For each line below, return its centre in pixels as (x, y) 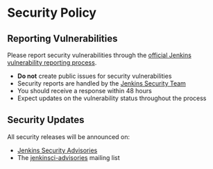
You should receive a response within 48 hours (85, 91)
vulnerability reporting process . (52, 63)
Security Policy (52, 13)
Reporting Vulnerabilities (62, 39)
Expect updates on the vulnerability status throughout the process (112, 98)
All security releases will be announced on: (69, 136)
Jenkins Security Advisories (57, 150)
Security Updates (46, 120)
